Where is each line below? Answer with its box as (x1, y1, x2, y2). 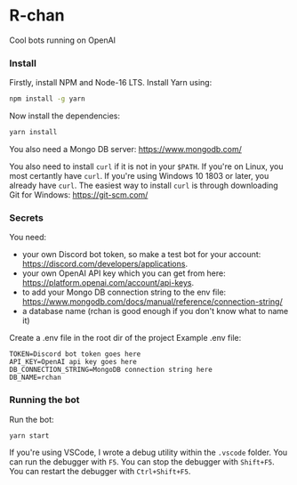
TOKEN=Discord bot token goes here (9, 350, 141, 359)
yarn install (9, 128, 58, 137)
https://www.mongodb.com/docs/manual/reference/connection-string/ (21, 296, 283, 307)
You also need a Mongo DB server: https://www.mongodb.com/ (9, 143, 243, 154)
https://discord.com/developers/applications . (21, 259, 189, 270)
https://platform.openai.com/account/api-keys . (21, 278, 194, 288)
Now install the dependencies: (9, 110, 121, 121)
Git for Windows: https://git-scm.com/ (9, 189, 148, 200)
